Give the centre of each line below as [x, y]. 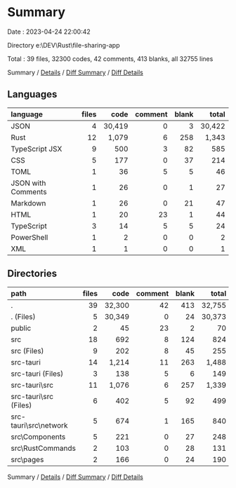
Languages [32, 94]
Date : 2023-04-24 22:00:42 [49, 32]
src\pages [27, 459]
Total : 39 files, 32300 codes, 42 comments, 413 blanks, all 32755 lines [110, 59]
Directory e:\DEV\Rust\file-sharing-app [64, 45]
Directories [32, 274]
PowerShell [29, 237]
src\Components [38, 437]
